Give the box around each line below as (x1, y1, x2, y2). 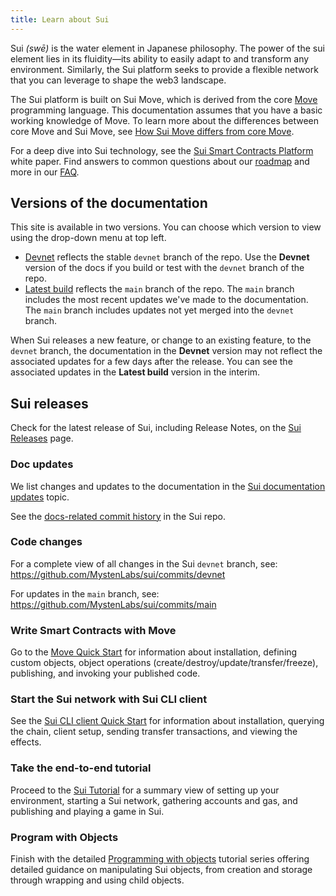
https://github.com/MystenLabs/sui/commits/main (10, 598, 217, 610)
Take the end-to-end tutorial (10, 761, 152, 775)
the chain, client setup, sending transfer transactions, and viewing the (10, 726, 298, 738)
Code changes (10, 535, 83, 549)
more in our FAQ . (10, 166, 80, 178)
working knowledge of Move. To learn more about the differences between (10, 114, 320, 126)
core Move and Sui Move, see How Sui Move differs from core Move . (10, 125, 295, 137)
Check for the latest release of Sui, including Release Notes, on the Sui (10, 422, 302, 434)
